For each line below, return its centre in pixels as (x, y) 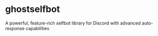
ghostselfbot (33, 9)
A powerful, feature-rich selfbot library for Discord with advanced (73, 23)
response (15, 28)
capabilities (38, 28)
